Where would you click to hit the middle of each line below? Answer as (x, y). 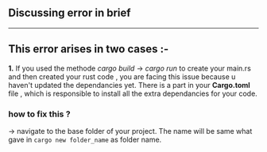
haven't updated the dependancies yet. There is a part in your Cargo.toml (129, 85)
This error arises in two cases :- (89, 49)
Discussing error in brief (70, 13)
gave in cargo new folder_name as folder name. (85, 139)
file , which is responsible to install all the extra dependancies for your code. (133, 93)
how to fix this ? (39, 114)
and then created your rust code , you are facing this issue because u (122, 76)
